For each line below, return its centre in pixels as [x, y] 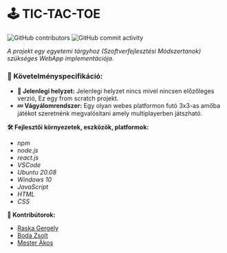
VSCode [29, 165]
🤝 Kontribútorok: [31, 215]
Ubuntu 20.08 [37, 173]
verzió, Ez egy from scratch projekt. [68, 98]
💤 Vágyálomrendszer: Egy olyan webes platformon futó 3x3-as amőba [119, 106]
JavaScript [33, 187]
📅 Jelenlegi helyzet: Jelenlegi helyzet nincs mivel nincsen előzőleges [116, 91]
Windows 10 [34, 179]
